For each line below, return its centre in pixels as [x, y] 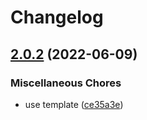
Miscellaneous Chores [66, 83]
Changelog [57, 17]
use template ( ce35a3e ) [74, 104]
